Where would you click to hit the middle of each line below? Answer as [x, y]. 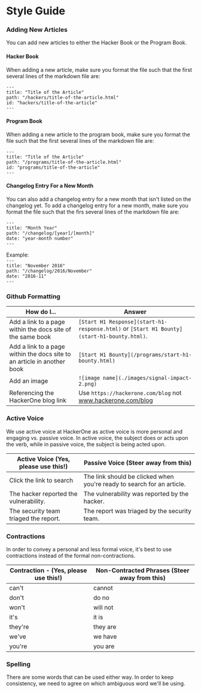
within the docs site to [40, 354]
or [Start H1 [141, 329]
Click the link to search [41, 480]
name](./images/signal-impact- [147, 378]
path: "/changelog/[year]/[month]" [51, 233]
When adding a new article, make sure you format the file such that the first [99, 69]
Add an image [29, 381]
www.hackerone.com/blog [116, 401]
